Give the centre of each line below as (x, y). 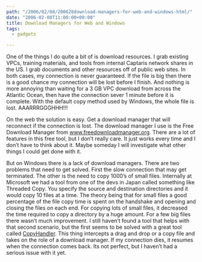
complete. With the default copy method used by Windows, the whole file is (100, 101)
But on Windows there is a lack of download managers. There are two (93, 163)
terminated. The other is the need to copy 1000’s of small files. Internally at (99, 176)
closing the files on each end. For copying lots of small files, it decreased (97, 208)
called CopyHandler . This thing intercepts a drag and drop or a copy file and (101, 234)
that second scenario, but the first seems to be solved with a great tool (94, 227)
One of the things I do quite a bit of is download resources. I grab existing (97, 57)
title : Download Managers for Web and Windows (66, 23)
